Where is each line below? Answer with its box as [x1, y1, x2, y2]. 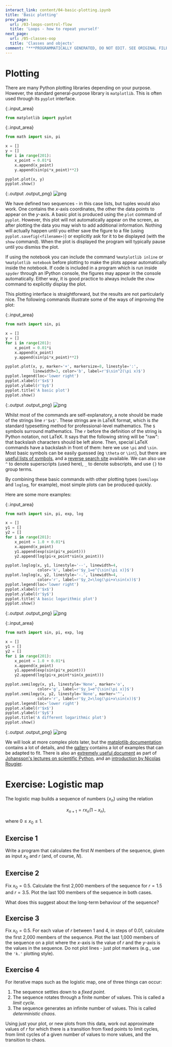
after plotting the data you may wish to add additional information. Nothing [5, 222, 162, 228]
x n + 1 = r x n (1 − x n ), [66, 806, 106, 814]
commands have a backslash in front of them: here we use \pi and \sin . [5, 444, 158, 450]
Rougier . [5, 761, 23, 767]
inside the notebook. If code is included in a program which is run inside [5, 265, 157, 271]
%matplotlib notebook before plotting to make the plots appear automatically [5, 259, 167, 266]
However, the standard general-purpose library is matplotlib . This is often [5, 90, 162, 96]
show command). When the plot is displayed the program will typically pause [5, 238, 165, 245]
